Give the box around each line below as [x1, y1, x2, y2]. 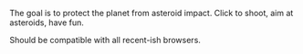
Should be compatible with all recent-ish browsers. [9, 35, 201, 45]
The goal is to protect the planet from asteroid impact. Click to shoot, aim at [9, 8, 294, 18]
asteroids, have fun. [9, 17, 85, 28]
